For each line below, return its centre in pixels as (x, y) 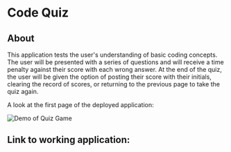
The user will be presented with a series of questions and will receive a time (115, 62)
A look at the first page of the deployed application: (80, 105)
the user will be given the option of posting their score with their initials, (109, 77)
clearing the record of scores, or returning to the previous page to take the (114, 84)
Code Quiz (38, 13)
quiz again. (23, 92)
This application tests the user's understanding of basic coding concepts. (112, 55)
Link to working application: (69, 140)
